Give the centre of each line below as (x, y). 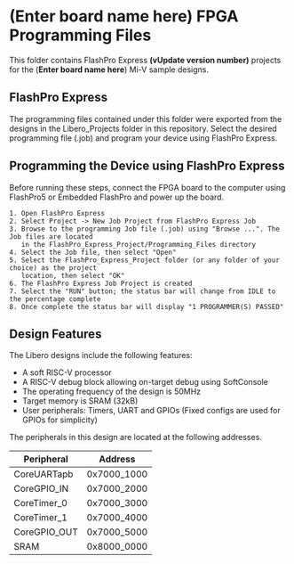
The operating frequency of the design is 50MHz (111, 392)
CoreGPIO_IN (41, 489)
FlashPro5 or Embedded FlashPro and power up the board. (117, 197)
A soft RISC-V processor (67, 372)
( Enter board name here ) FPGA (124, 16)
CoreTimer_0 (41, 503)
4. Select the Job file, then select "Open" (93, 252)
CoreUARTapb (44, 474)
